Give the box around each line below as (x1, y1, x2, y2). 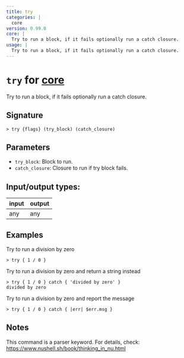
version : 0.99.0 (6, 25, 46, 32)
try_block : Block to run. (14, 158, 73, 165)
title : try (6, 8, 33, 15)
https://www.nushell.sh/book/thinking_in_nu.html (6, 344, 126, 352)
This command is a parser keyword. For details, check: (6, 338, 140, 345)
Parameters (6, 142, 50, 152)
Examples (6, 230, 43, 240)
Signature (6, 110, 43, 121)
